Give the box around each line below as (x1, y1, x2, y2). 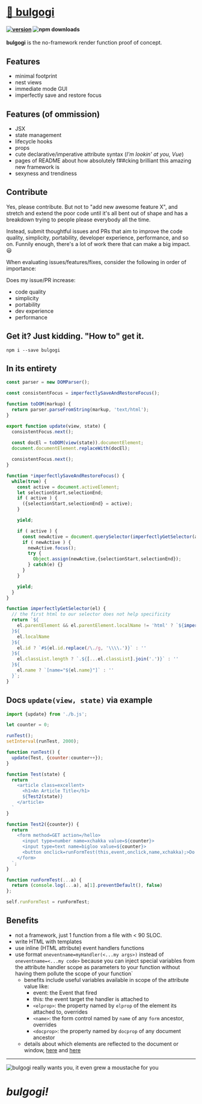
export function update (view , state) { (6, 423, 106, 429)
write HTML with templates (14, 938, 82, 945)
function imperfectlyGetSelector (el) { (6, 606, 106, 612)
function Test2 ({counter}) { (6, 821, 79, 827)
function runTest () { (6, 749, 61, 756)
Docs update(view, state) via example (6, 695, 153, 706)
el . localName (17, 634, 50, 640)
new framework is (14, 164, 60, 171)
